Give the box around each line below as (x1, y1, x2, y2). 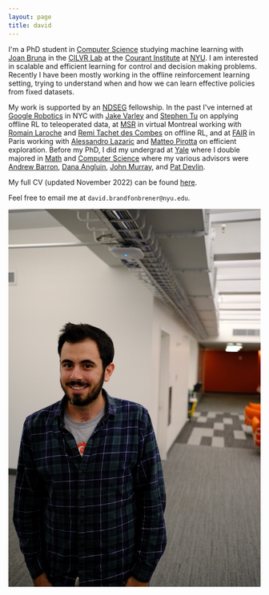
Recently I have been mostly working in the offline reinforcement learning (8, 70, 251, 79)
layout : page (8, 13, 52, 21)
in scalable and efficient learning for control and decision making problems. (8, 61, 258, 71)
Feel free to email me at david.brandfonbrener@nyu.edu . (8, 193, 191, 202)
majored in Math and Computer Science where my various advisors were (8, 153, 249, 163)
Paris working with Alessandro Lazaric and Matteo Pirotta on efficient (8, 136, 237, 146)
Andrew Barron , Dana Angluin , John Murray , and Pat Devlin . (8, 162, 206, 171)
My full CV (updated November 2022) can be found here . (8, 177, 198, 187)
